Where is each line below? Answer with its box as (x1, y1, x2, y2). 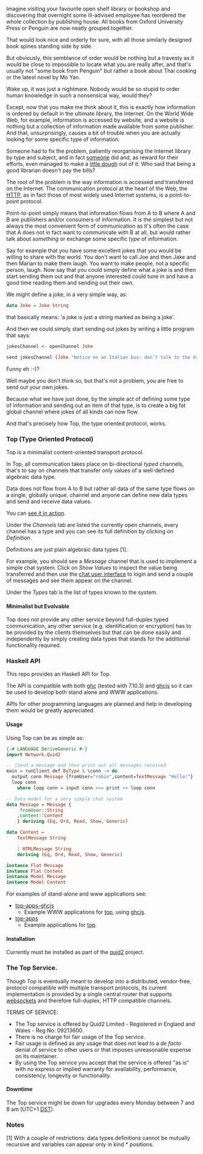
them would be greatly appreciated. (6, 707, 95, 714)
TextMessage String (17, 835, 66, 841)
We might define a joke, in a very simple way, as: (6, 291, 128, 298)
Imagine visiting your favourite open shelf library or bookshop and (6, 5, 171, 12)
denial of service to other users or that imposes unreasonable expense (14, 1046, 192, 1053)
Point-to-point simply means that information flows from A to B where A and (6, 209, 196, 217)
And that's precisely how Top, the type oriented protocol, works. (6, 420, 167, 427)
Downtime (6, 1086, 33, 1093)
